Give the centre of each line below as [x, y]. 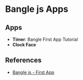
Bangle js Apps [37, 9]
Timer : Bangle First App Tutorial [45, 39]
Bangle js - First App [33, 72]
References [23, 60]
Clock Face [24, 45]
